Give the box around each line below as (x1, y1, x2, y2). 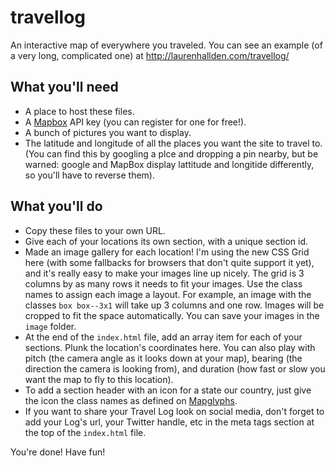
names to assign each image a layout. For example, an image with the (24, 288, 312, 300)
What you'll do (10, 198, 103, 215)
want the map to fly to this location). (24, 373, 174, 385)
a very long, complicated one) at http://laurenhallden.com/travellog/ (10, 49, 290, 61)
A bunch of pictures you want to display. (24, 126, 192, 138)
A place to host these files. (24, 105, 135, 117)
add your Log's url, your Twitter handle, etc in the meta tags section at (24, 416, 315, 428)
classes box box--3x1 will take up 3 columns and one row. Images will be (24, 299, 325, 311)
